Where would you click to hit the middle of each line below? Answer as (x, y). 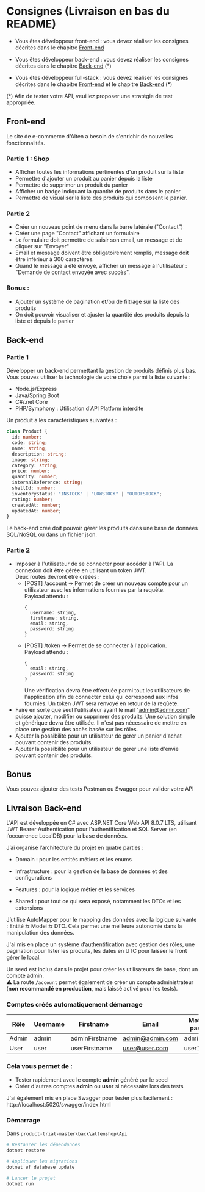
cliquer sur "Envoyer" (42, 246)
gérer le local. (23, 957)
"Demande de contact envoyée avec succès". (72, 272)
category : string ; (35, 465)
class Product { (27, 431)
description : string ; (39, 454)
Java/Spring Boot (37, 395)
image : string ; (31, 460)
